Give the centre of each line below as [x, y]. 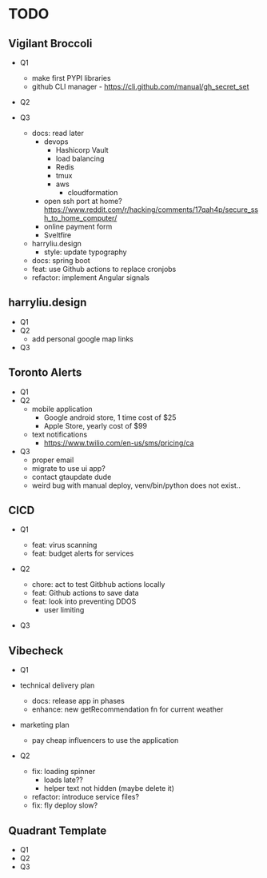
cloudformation [93, 192]
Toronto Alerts [45, 373]
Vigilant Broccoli [50, 44]
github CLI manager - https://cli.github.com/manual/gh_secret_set [140, 86]
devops [56, 142]
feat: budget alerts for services [83, 553]
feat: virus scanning [64, 545]
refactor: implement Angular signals [91, 277]
